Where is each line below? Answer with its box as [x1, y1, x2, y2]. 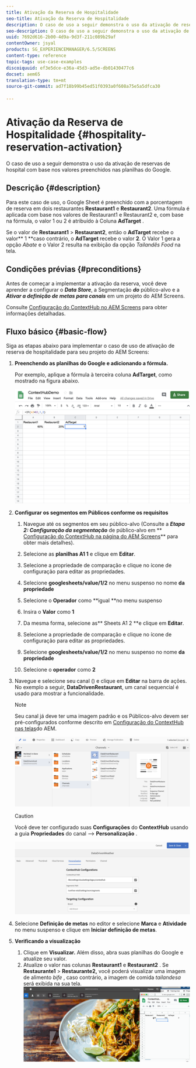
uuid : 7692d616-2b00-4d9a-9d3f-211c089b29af [6, 34, 116, 40]
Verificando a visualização [14, 937, 80, 944]
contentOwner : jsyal [6, 40, 57, 46]
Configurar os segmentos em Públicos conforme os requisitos [14, 509, 169, 516]
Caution [14, 813, 34, 820]
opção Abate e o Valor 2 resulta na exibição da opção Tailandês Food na [6, 241, 181, 248]
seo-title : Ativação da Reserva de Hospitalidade [6, 15, 129, 22]
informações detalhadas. [6, 310, 66, 317]
